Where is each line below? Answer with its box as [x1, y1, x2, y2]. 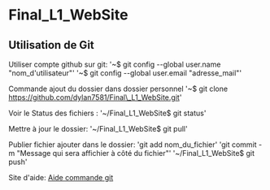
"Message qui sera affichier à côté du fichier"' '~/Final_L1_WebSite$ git [16, 149, 255, 158]
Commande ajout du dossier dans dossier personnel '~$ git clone [8, 84, 229, 93]
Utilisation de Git [8, 38, 95, 52]
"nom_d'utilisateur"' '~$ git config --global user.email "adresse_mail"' [8, 68, 242, 78]
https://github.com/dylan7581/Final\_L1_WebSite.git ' [8, 93, 182, 102]
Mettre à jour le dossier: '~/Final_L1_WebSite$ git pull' [8, 124, 189, 133]
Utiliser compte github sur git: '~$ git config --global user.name [8, 59, 221, 69]
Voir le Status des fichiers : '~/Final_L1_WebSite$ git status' [8, 108, 207, 118]
